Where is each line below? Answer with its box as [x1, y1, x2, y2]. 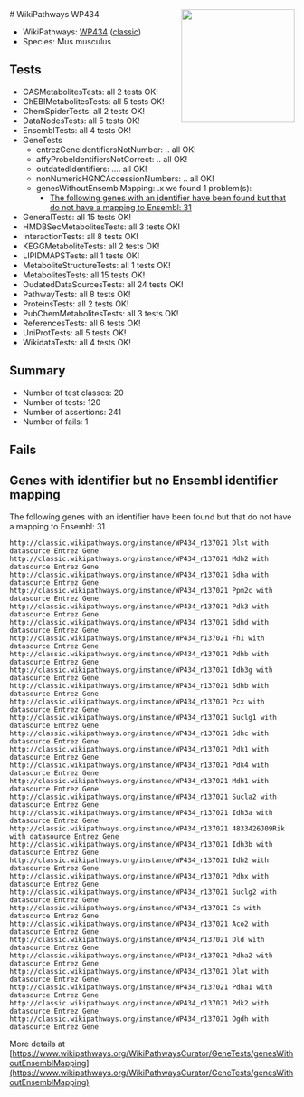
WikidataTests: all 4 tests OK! [22, 336, 131, 347]
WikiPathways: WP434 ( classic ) [22, 26, 142, 37]
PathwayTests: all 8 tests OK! [22, 288, 131, 299]
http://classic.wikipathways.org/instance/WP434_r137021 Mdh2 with [9, 554, 270, 563]
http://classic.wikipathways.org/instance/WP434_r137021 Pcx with [9, 697, 265, 706]
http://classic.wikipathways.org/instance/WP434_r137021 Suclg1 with [9, 713, 278, 722]
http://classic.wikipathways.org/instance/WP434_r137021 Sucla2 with [9, 792, 278, 801]
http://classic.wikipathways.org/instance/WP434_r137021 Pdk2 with [9, 998, 270, 1007]
